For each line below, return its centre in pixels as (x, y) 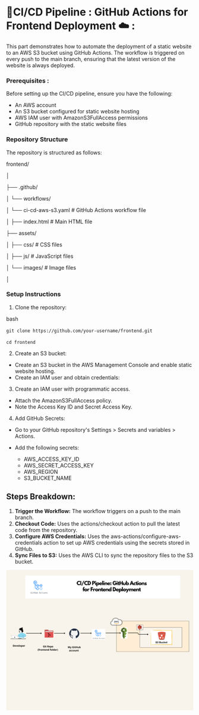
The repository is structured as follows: (54, 152)
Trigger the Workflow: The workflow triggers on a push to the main (98, 511)
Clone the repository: (41, 307)
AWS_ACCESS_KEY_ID (51, 459)
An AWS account (35, 105)
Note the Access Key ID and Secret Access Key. (73, 407)
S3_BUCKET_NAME (48, 478)
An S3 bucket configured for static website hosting (77, 112)
